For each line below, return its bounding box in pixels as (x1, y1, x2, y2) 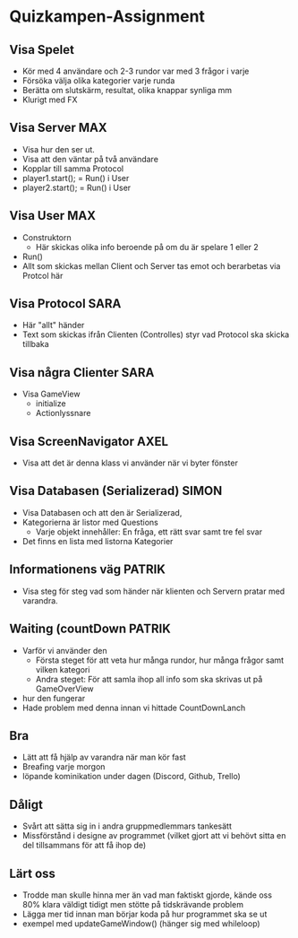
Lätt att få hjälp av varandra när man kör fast (21, 751, 186, 763)
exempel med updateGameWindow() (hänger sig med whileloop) (21, 917, 261, 929)
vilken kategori (35, 664, 90, 674)
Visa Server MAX (9, 120, 107, 135)
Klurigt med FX (21, 94, 78, 105)
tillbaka (21, 339, 49, 350)
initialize (35, 398, 66, 409)
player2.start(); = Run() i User (21, 182, 132, 193)
